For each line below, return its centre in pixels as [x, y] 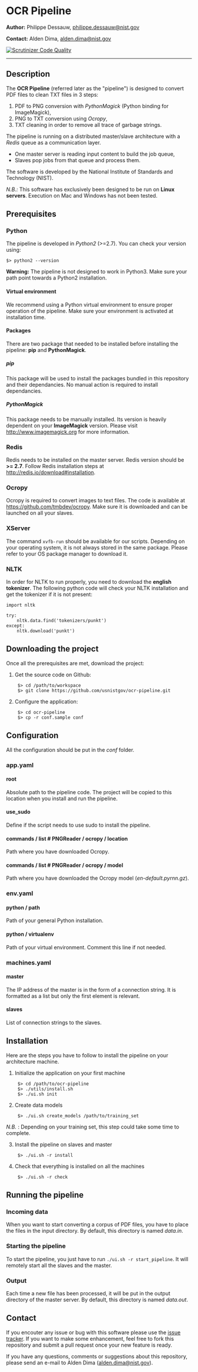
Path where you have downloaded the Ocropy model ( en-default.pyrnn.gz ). [98, 878]
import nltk [21, 605]
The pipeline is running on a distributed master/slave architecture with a [93, 136]
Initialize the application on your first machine [70, 1073]
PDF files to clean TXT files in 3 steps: [52, 94]
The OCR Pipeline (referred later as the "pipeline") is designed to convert [95, 88]
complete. [18, 1133]
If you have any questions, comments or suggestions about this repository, [97, 1356]
